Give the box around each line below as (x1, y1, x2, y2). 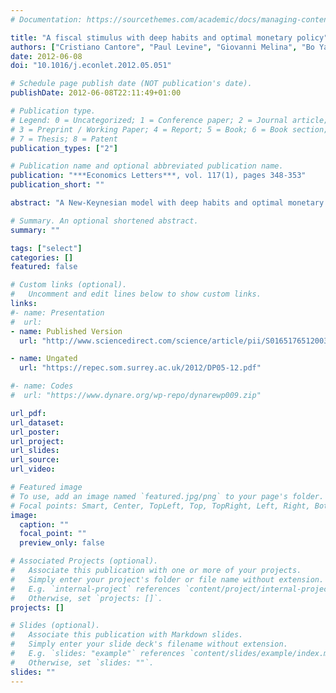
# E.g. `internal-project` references (10, 584, 182, 594)
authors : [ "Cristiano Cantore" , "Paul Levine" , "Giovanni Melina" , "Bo (10, 42, 315, 52)
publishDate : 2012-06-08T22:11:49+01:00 (10, 88, 182, 98)
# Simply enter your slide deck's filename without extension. (10, 639, 288, 650)
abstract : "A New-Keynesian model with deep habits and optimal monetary (10, 198, 325, 208)
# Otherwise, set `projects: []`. (10, 593, 163, 603)
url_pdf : (10, 408, 47, 418)
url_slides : (10, 446, 60, 456)
